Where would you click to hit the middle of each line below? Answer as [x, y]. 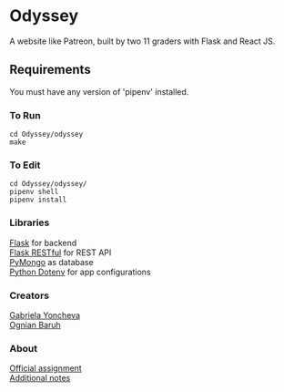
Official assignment [46, 368]
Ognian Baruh [35, 325]
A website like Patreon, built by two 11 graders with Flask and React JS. [142, 41]
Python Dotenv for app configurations [81, 272]
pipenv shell [34, 192]
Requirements [50, 70]
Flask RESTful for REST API [61, 253]
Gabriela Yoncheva [45, 315]
